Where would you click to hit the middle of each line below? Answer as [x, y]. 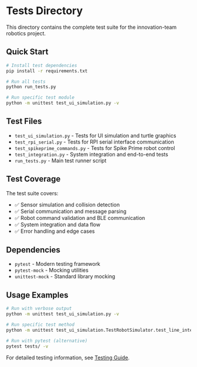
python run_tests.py [31, 87]
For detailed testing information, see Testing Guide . [68, 358]
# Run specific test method [40, 325]
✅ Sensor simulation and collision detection [67, 205]
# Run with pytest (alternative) [47, 341]
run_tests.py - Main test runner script [60, 161]
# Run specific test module [40, 98]
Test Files [24, 121]
